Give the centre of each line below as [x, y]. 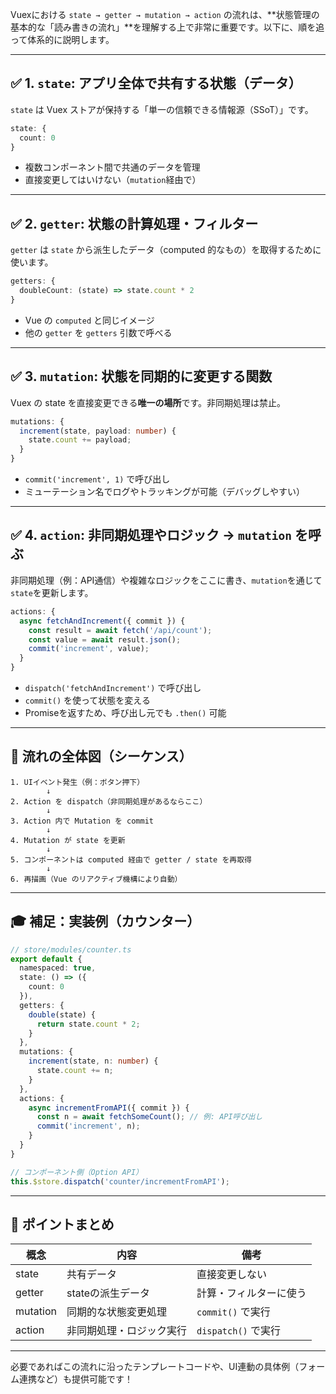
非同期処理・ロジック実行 [126, 1331]
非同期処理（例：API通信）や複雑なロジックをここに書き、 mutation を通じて [166, 580]
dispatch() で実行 [239, 1331]
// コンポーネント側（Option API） [76, 1172]
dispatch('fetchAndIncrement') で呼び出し [113, 687]
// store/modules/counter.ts [71, 949]
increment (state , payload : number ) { [98, 431]
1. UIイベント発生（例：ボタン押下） [77, 782]
